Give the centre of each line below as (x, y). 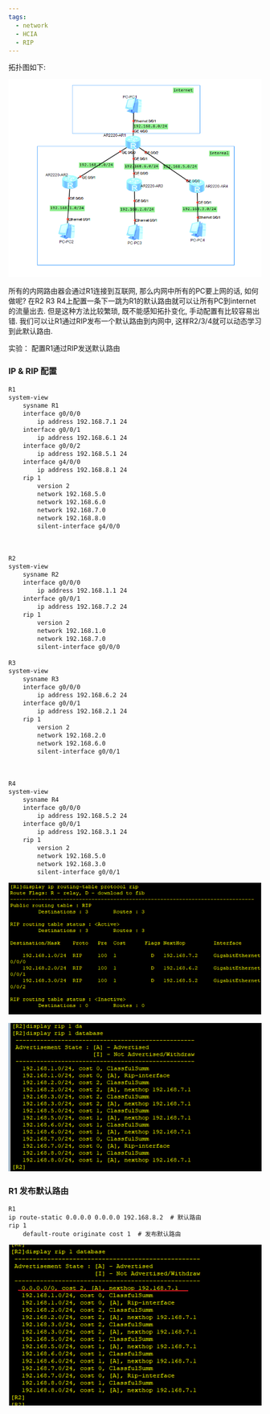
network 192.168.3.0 (72, 864)
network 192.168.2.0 (72, 735)
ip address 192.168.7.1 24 (82, 421)
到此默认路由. (31, 331)
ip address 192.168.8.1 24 (82, 470)
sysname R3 (41, 679)
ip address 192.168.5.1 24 (82, 454)
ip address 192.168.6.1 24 (82, 438)
